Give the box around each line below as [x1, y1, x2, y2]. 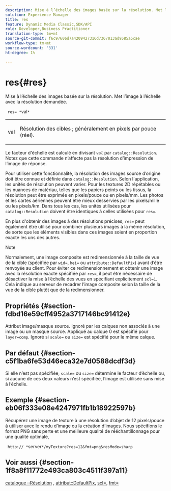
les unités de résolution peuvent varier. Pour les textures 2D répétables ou [5, 182, 161, 188]
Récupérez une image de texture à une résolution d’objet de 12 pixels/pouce [5, 417, 164, 423]
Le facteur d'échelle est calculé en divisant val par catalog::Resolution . [5, 150, 158, 156]
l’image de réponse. [5, 161, 47, 167]
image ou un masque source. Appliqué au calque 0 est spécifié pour [5, 328, 149, 334]
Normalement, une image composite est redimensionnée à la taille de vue [5, 254, 159, 261]
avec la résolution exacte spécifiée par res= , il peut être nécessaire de [5, 271, 153, 277]
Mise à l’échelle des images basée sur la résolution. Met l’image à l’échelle [5, 93, 161, 99]
